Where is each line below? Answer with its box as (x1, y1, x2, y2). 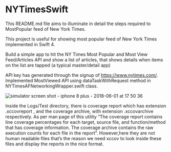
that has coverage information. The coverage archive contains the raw (5, 124, 154, 131)
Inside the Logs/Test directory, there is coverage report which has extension (5, 102, 166, 108)
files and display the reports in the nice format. (5, 141, 104, 147)
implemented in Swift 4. (5, 41, 55, 47)
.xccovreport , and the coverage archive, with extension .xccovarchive (5, 108, 154, 114)
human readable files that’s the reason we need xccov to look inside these (5, 135, 162, 141)
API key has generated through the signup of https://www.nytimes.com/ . (5, 72, 158, 78)
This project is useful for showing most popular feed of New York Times (5, 36, 157, 42)
